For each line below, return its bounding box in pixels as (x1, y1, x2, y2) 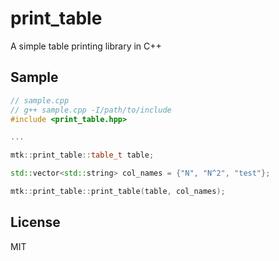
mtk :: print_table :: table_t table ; (10, 150, 155, 161)
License (10, 214, 61, 231)
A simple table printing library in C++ (10, 40, 162, 52)
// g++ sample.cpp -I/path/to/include (10, 105, 172, 115)
